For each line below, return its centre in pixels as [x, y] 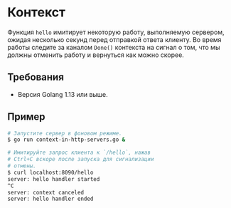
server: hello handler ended [50, 199]
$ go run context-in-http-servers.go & [66, 140]
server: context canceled [45, 192]
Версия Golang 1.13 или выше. [63, 94]
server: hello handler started [54, 179]
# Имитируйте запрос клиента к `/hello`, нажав [79, 153]
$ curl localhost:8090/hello [50, 172]
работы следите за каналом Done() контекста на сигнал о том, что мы [114, 47]
